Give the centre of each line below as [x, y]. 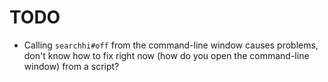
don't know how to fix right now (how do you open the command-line [166, 55]
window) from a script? [71, 66]
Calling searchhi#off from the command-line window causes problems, [171, 45]
